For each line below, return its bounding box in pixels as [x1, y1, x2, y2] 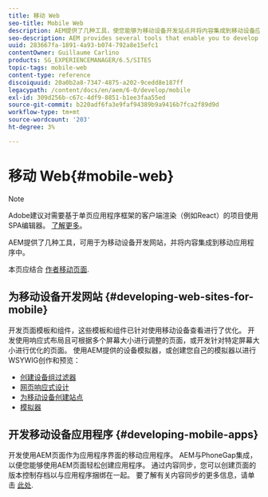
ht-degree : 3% [8, 123, 56, 131]
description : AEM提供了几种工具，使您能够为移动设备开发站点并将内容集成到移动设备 [8, 26, 256, 34]
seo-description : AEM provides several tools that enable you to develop [8, 34, 259, 42]
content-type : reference [8, 71, 91, 79]
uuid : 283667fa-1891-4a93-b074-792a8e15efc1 [8, 42, 159, 50]
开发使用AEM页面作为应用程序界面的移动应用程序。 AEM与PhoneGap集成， [8, 451, 258, 460]
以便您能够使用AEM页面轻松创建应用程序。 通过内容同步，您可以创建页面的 [8, 460, 257, 470]
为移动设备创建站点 [19, 392, 84, 402]
